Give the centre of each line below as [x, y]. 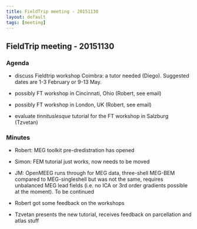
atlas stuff [27, 221]
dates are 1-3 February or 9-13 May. [58, 82]
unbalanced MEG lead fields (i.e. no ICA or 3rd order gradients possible [101, 186]
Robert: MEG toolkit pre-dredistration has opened [74, 150]
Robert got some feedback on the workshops [69, 203]
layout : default [26, 17]
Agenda [18, 63]
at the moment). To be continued [54, 192]
